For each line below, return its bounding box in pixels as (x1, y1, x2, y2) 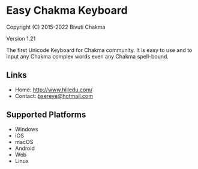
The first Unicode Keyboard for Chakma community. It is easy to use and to (6, 46, 193, 54)
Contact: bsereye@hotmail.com (14, 92, 93, 99)
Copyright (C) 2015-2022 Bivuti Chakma (6, 23, 106, 30)
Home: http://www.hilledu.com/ (14, 86, 93, 93)
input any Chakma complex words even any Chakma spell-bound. (6, 53, 169, 60)
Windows (14, 125, 38, 133)
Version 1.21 (6, 35, 36, 42)
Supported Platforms (6, 110, 86, 120)
